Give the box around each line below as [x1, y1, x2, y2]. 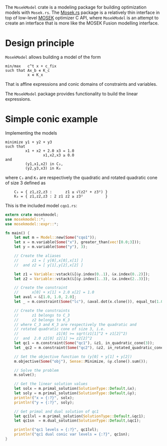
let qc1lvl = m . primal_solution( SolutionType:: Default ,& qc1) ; [14, 414, 146, 419]
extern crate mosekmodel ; [5, 212, 59, 217]
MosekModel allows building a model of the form [5, 54, 101, 60]
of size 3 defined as [5, 179, 46, 186]
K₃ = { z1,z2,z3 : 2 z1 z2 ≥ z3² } [14, 194, 108, 199]
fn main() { [5, 230, 30, 236]
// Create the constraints [14, 308, 70, 313]
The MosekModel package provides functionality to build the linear [5, 91, 138, 97]
